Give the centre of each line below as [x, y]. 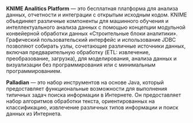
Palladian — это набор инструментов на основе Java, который [85, 82]
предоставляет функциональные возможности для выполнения [87, 89]
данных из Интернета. [34, 114]
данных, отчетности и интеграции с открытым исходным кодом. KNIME [97, 15]
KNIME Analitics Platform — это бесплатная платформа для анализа [92, 9]
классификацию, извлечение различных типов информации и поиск [92, 107]
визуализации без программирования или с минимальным [81, 65]
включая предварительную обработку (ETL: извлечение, [78, 52]
